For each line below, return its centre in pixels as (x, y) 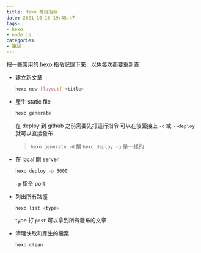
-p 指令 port (30, 183)
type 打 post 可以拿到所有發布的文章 (61, 221)
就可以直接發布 (34, 133)
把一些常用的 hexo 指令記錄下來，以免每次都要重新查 (73, 64)
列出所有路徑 (31, 196)
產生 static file (33, 101)
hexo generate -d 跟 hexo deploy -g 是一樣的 (87, 146)
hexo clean (29, 245)
